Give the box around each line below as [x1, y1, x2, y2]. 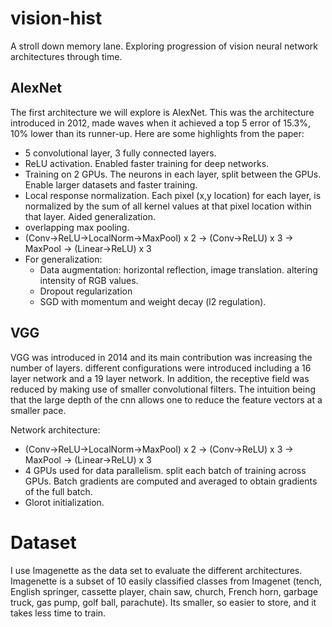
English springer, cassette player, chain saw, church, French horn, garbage [10, 585, 319, 597]
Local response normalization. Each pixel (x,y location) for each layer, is [24, 189, 322, 201]
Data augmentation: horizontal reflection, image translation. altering [39, 263, 318, 276]
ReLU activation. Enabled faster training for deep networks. [24, 157, 270, 169]
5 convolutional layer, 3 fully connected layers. [24, 147, 217, 159]
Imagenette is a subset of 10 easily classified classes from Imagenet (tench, [10, 575, 323, 587]
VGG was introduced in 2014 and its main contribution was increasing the [10, 351, 313, 363]
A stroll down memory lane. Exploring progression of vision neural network [10, 40, 319, 52]
